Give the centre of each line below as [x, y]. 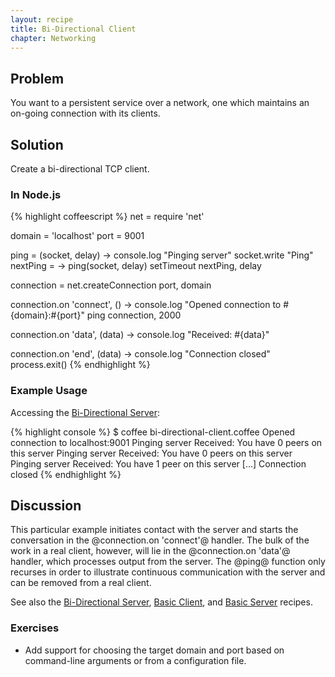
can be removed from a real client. [81, 583]
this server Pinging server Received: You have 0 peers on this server [151, 453]
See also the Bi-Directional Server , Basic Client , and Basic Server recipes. [161, 602]
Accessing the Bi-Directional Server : [85, 412]
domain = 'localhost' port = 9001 [77, 236]
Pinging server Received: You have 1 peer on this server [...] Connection [158, 463]
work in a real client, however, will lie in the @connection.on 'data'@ [150, 551]
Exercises [35, 628]
